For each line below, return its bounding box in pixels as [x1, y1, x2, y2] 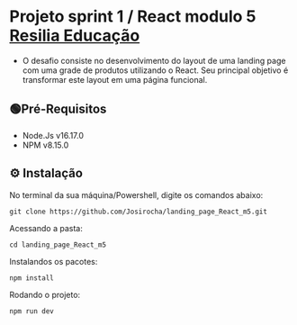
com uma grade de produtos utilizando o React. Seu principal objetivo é [22, 65, 289, 76]
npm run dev [9, 306, 54, 316]
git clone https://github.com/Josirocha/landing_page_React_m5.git [9, 207, 268, 216]
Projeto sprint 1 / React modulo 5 [9, 6, 256, 27]
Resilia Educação [9, 25, 140, 46]
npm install [9, 273, 54, 283]
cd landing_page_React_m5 [9, 240, 106, 249]
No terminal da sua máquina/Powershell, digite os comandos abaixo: [9, 189, 264, 200]
